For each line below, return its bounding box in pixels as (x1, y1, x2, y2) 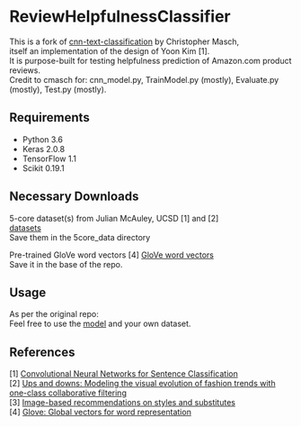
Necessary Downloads (9, 189, 139, 204)
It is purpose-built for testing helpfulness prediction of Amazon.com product (9, 55, 292, 66)
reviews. (9, 65, 40, 76)
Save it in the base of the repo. (9, 258, 123, 269)
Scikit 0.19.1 (22, 162, 65, 173)
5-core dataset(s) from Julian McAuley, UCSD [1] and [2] (9, 213, 219, 223)
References (9, 344, 75, 359)
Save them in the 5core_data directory (9, 231, 151, 242)
